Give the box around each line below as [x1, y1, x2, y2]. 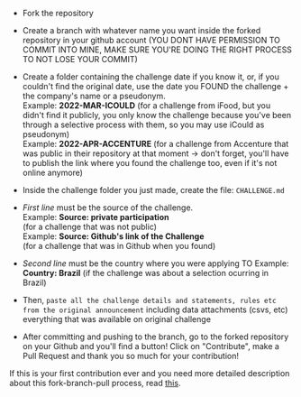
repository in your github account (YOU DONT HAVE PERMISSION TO [22, 35, 281, 45]
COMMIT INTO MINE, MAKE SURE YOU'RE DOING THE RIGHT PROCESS [22, 44, 293, 55]
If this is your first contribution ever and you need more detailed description [9, 368, 290, 378]
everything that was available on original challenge [22, 314, 212, 324]
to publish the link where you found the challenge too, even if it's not [22, 158, 278, 168]
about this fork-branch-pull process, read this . [9, 378, 181, 388]
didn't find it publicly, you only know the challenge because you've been [22, 110, 291, 120]
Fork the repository [22, 8, 95, 18]
